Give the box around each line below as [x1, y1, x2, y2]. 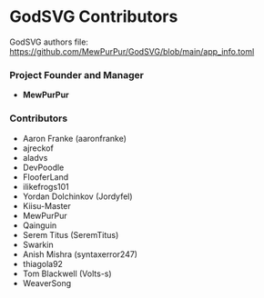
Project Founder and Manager [9, 68, 144, 81]
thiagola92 [22, 258, 64, 269]
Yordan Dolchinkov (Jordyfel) [22, 191, 134, 202]
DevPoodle [22, 162, 65, 173]
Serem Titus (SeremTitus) [22, 229, 119, 240]
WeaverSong [22, 277, 72, 288]
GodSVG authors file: [9, 36, 89, 47]
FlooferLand [22, 171, 69, 183]
